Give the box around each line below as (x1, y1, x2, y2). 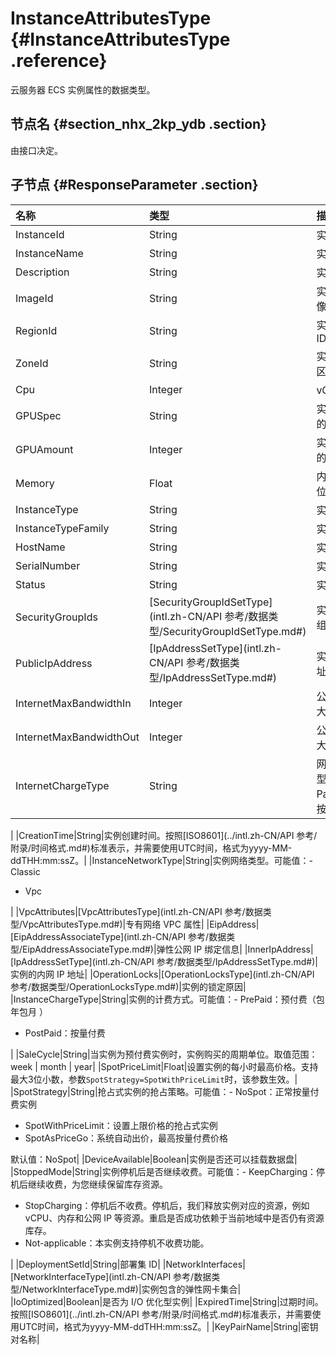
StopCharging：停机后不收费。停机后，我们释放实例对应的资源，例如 (24, 1199, 310, 1211)
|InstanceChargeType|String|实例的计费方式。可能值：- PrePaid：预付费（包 (10, 993, 325, 1005)
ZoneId (15, 356, 49, 370)
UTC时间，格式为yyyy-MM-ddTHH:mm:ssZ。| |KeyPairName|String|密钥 (18, 1320, 319, 1332)
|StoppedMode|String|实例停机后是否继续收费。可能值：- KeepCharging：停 (10, 1165, 326, 1177)
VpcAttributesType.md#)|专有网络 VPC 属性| (22, 918, 205, 930)
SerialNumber (15, 558, 81, 572)
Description (15, 265, 70, 279)
